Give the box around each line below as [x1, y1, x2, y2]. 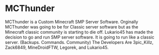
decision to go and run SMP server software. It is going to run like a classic [5, 34, 155, 40]
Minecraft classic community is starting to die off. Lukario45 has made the [5, 29, 154, 35]
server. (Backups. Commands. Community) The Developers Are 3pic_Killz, [5, 39, 154, 45]
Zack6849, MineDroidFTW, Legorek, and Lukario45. [5, 44, 109, 50]
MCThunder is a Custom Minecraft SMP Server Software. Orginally [5, 19, 138, 25]
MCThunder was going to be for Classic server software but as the [5, 24, 139, 29]
